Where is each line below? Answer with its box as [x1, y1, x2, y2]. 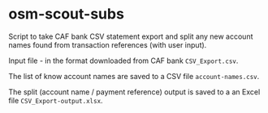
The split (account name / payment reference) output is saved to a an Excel [8, 86, 261, 97]
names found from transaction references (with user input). [8, 40, 207, 49]
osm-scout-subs [8, 5, 124, 23]
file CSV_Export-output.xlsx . [8, 95, 103, 105]
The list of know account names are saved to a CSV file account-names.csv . [8, 71, 260, 81]
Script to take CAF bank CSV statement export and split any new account [8, 31, 253, 41]
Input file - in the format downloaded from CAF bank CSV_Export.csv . [8, 56, 239, 65]
